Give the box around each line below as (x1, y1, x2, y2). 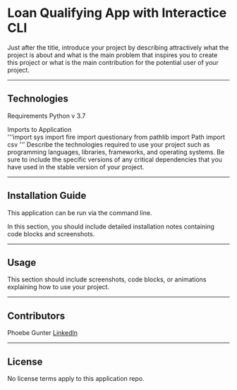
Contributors (7, 310, 66, 322)
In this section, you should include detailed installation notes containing (7, 222, 215, 231)
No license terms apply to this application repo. (7, 374, 145, 382)
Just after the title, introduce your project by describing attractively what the (7, 43, 229, 51)
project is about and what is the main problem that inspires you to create (7, 51, 218, 59)
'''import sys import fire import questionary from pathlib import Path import (7, 133, 226, 141)
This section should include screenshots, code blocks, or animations (7, 275, 207, 284)
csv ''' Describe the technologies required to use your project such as (7, 140, 210, 149)
